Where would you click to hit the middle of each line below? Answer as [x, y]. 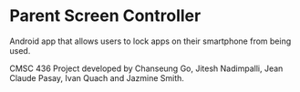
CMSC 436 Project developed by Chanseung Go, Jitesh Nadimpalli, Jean [146, 68]
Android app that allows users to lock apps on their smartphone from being [150, 41]
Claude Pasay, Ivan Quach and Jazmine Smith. [97, 77]
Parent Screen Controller [105, 16]
